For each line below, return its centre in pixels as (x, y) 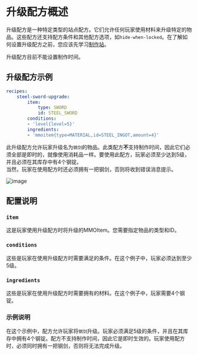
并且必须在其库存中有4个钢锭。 (44, 162)
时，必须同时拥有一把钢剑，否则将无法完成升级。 (65, 346)
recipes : (17, 91)
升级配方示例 (29, 77)
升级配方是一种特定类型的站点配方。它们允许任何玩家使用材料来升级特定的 (96, 29)
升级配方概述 (37, 12)
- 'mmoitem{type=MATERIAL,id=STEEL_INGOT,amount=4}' (93, 135)
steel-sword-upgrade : (43, 97)
